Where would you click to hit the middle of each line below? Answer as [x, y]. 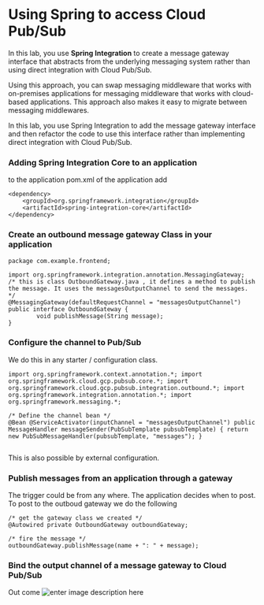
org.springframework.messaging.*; [65, 402]
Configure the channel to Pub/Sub [75, 343]
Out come [24, 592]
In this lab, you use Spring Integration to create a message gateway [119, 53]
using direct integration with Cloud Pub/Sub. [80, 69]
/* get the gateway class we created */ [76, 518]
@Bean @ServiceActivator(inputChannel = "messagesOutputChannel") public [132, 422]
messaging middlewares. [48, 110]
